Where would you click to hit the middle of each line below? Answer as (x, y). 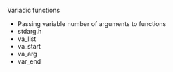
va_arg (27, 54)
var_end (29, 61)
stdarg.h (30, 31)
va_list (27, 39)
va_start (29, 46)
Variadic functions (34, 10)
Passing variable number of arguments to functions (92, 24)
